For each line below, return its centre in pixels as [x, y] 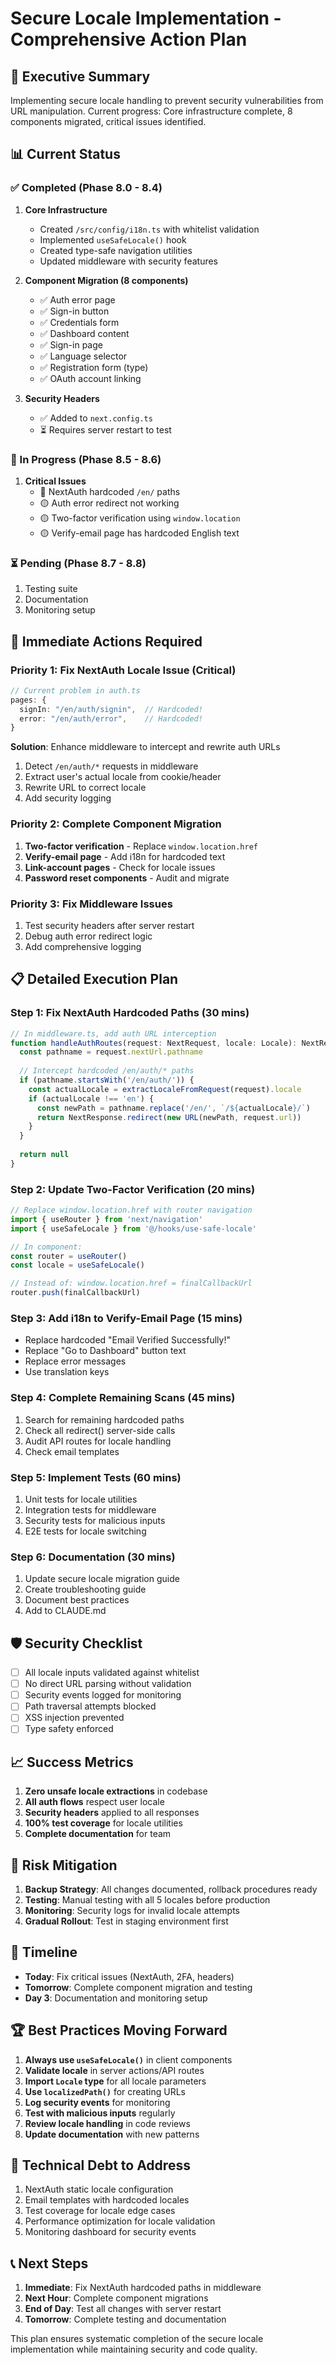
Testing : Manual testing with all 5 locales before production [147, 1900]
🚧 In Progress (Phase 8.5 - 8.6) [86, 459]
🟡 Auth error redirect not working [109, 503]
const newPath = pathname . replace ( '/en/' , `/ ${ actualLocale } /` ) [173, 1108]
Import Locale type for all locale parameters [115, 2081]
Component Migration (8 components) [106, 280]
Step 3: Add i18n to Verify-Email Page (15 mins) [126, 1318]
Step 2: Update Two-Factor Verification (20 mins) [133, 1189]
